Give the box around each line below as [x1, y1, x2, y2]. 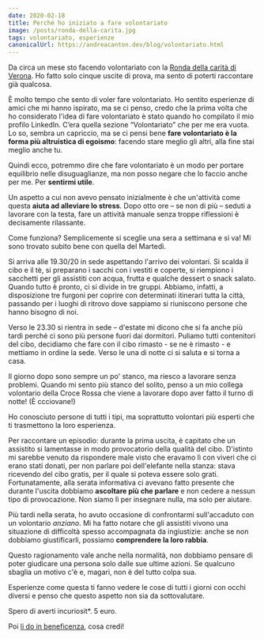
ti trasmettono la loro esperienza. [8, 421, 116, 430]
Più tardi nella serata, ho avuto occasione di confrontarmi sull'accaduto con [8, 510, 255, 520]
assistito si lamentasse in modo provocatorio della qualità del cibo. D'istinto [8, 444, 253, 454]
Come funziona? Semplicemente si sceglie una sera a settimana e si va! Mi [8, 233, 251, 243]
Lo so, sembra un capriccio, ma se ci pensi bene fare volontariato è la [8, 128, 237, 138]
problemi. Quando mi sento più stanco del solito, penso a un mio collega [8, 380, 243, 390]
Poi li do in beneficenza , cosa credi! [8, 622, 125, 631]
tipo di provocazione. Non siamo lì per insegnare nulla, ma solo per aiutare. [8, 495, 252, 505]
